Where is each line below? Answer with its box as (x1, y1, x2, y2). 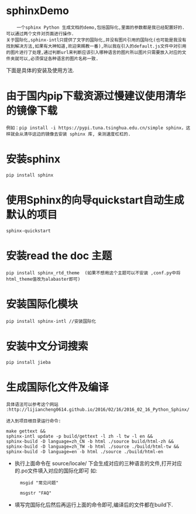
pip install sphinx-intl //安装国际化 (6, 318, 97, 324)
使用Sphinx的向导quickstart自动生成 (6, 193, 184, 206)
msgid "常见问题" (20, 479, 59, 486)
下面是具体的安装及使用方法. (6, 66, 75, 74)
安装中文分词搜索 (6, 339, 89, 353)
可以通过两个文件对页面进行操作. (6, 30, 74, 36)
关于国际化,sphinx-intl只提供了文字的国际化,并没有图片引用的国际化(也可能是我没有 (6, 37, 187, 43)
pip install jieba (6, 359, 51, 365)
